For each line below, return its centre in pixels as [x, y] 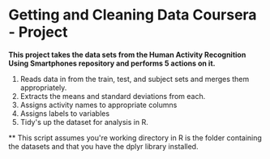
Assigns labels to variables [65, 113]
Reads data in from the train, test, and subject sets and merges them [135, 79]
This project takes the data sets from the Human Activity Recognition [127, 54]
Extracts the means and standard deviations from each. [113, 96]
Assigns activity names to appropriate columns [99, 105]
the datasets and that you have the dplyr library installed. [103, 146]
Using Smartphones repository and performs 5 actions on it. [112, 63]
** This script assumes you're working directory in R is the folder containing [135, 138]
